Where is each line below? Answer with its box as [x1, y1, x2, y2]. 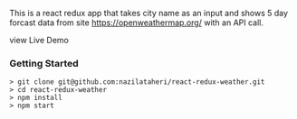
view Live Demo [9, 35, 70, 45]
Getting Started [9, 57, 79, 69]
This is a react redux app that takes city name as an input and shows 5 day [9, 8, 288, 18]
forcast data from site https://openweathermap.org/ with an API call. [9, 17, 264, 28]
